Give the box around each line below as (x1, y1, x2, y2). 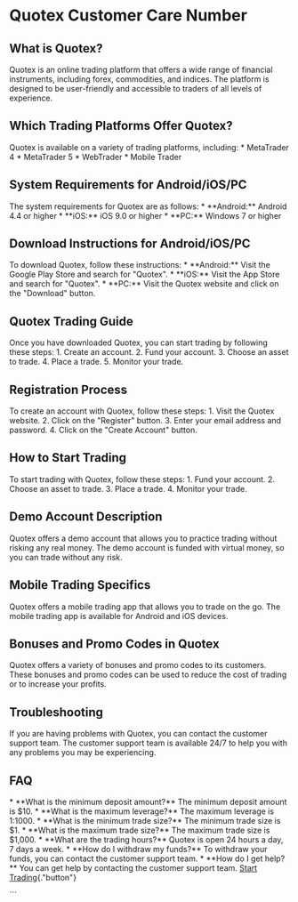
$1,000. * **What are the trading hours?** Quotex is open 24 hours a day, (9, 834, 284, 845)
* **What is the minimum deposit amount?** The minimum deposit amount (9, 796, 287, 807)
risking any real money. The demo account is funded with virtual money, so (9, 542, 285, 552)
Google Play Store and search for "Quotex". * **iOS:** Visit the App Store (9, 269, 280, 280)
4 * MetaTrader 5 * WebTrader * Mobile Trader (9, 151, 182, 162)
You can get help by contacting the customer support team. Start (19, 862, 258, 873)
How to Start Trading (9, 450, 127, 465)
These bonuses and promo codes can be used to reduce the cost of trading (9, 669, 287, 681)
